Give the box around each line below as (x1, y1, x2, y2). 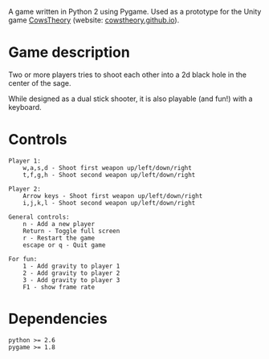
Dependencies (8, 310, 108, 328)
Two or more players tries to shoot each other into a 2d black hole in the (8, 70, 247, 79)
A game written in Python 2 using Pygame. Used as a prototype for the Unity (8, 7, 262, 16)
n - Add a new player (22, 220, 95, 228)
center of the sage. (8, 78, 71, 87)
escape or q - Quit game (22, 240, 106, 249)
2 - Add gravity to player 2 (22, 268, 120, 277)
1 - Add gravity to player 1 (22, 262, 120, 270)
